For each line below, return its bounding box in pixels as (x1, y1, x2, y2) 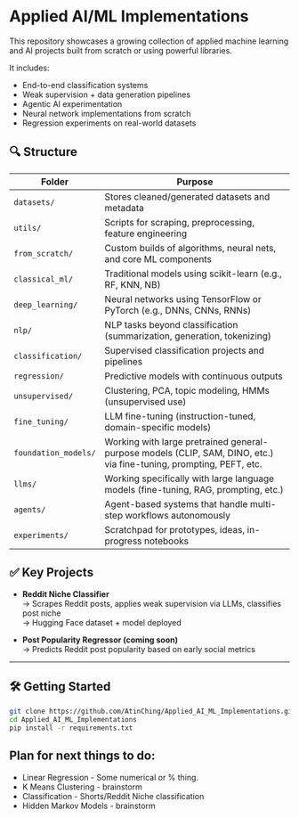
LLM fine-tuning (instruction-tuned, (104, 410, 256, 422)
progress (104, 535, 142, 547)
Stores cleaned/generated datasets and (104, 190, 271, 202)
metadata (104, 201, 145, 214)
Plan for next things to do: (9, 748, 156, 764)
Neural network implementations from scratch (21, 108, 191, 119)
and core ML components (104, 252, 212, 265)
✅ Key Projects (9, 565, 94, 580)
